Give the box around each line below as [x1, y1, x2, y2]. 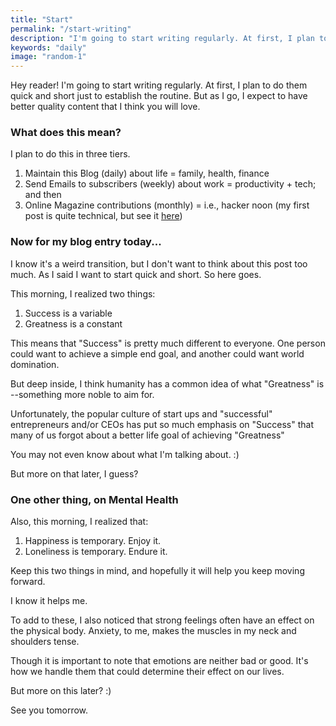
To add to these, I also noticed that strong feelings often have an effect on [10, 614, 315, 626]
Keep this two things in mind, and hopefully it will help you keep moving [10, 565, 305, 577]
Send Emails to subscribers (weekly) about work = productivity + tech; [24, 178, 317, 190]
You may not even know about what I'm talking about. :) [10, 448, 240, 460]
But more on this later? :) [10, 685, 112, 697]
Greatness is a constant [24, 317, 123, 330]
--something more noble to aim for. [10, 388, 155, 400]
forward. [10, 576, 46, 588]
